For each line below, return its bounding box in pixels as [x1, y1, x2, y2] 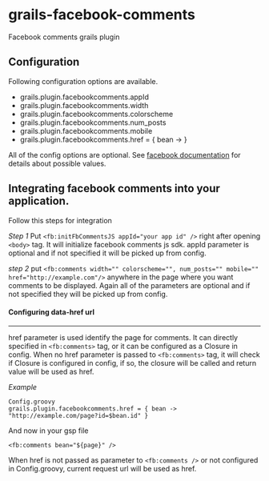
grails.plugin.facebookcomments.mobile [19, 126, 153, 135]
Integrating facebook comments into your [8, 182, 220, 195]
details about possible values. [8, 158, 106, 168]
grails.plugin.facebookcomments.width [19, 100, 149, 110]
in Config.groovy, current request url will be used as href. [8, 463, 197, 473]
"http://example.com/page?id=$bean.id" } [8, 411, 149, 419]
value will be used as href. [8, 367, 94, 376]
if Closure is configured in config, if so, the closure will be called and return [8, 358, 257, 367]
